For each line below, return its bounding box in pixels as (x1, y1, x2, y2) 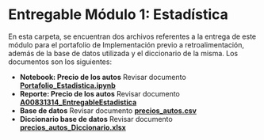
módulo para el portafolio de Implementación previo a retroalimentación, (8, 40, 244, 49)
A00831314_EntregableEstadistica (19, 97, 137, 107)
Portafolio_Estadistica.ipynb (19, 81, 117, 90)
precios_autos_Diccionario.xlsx (19, 123, 127, 132)
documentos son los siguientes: (8, 57, 113, 66)
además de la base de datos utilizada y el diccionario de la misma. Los (8, 48, 239, 58)
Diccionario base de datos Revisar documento (19, 114, 173, 123)
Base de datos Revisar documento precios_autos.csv (19, 105, 197, 115)
